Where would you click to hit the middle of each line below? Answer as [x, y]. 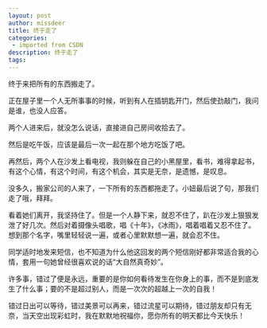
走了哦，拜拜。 [33, 198]
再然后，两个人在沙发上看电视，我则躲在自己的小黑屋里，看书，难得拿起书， [133, 161]
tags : [17, 61]
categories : [28, 38]
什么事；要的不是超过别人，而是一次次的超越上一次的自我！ [119, 288]
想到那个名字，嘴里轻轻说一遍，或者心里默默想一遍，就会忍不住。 [116, 235]
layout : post [30, 16]
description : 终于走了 [43, 53]
